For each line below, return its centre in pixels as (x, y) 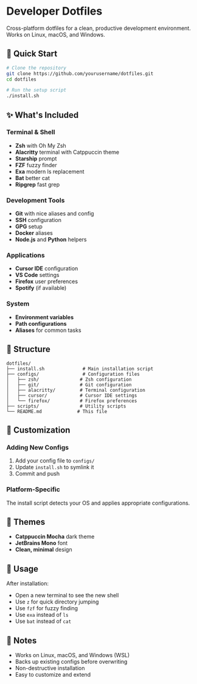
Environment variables (44, 317)
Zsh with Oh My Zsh (41, 145)
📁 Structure (28, 349)
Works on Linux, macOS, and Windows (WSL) (72, 655)
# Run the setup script (36, 90)
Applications (26, 256)
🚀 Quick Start (32, 54)
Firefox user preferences (46, 281)
